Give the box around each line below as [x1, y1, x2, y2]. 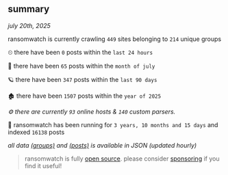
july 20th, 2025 [8, 21, 51, 29]
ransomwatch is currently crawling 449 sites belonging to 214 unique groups [8, 35, 222, 43]
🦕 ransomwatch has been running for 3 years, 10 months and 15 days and [8, 120, 218, 129]
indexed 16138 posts [8, 128, 65, 136]
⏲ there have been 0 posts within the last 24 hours [8, 48, 153, 56]
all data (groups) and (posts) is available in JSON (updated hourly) [8, 141, 197, 149]
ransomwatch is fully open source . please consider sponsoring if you [24, 154, 220, 163]
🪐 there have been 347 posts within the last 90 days [8, 75, 157, 83]
